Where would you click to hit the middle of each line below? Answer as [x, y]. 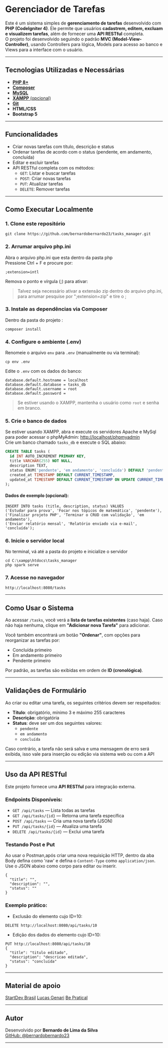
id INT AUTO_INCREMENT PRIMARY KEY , [48, 456]
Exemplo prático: [26, 905]
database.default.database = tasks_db [45, 385]
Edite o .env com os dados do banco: [44, 371]
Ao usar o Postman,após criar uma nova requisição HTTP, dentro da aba [80, 855]
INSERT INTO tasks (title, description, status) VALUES [64, 506]
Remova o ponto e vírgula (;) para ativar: [47, 281]
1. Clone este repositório [35, 224]
